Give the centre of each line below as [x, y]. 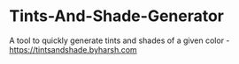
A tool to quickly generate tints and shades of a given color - [119, 40]
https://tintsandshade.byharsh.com [73, 49]
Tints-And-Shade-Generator [116, 16]
